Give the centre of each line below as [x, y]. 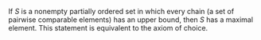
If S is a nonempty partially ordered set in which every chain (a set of [121, 11]
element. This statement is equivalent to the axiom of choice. [108, 28]
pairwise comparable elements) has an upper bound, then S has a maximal [130, 20]
